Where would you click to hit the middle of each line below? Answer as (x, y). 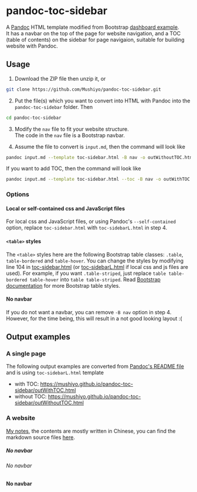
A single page (26, 354)
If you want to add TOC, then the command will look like (74, 168)
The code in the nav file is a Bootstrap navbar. (69, 135)
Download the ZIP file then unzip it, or (60, 78)
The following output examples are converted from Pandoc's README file (95, 367)
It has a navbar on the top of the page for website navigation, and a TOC (93, 33)
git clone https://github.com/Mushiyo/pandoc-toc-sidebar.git (84, 89)
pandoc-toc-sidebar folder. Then (53, 107)
